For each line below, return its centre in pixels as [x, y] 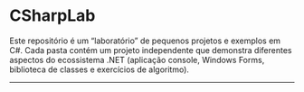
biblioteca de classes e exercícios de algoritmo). [100, 69]
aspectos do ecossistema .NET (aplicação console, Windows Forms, [137, 60]
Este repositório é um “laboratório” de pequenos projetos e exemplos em [145, 41]
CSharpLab [52, 16]
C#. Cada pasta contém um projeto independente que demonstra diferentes [151, 50]
